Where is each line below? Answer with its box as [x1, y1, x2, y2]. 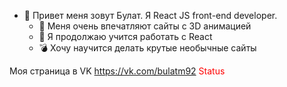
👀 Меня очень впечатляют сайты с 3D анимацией [38, 20, 252, 32]
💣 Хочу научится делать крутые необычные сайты [38, 42, 257, 54]
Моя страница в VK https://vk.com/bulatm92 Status [9, 65, 226, 77]
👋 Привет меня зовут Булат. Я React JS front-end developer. [23, 10, 278, 21]
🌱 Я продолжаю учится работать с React [38, 31, 213, 42]
